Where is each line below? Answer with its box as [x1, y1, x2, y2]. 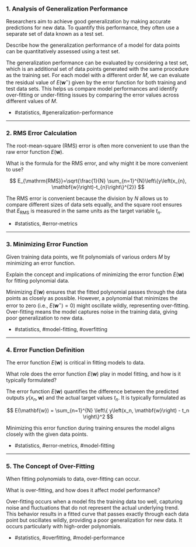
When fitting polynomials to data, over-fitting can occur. [6, 476, 141, 483]
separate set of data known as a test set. [6, 30, 104, 37]
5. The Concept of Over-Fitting [6, 462, 95, 470]
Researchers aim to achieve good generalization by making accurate [6, 18, 171, 25]
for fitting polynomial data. [6, 277, 70, 284]
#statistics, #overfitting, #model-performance [14, 534, 125, 541]
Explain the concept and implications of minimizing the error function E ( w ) [6, 271, 185, 278]
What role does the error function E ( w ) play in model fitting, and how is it [6, 370, 181, 377]
